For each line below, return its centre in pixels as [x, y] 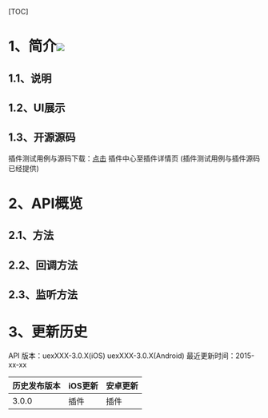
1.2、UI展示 [37, 107]
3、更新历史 [48, 332]
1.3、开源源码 [42, 138]
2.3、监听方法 [43, 295]
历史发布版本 [37, 386]
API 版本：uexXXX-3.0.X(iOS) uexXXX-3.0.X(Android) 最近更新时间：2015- [131, 356]
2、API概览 [46, 203]
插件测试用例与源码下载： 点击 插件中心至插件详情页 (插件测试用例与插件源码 [134, 158]
